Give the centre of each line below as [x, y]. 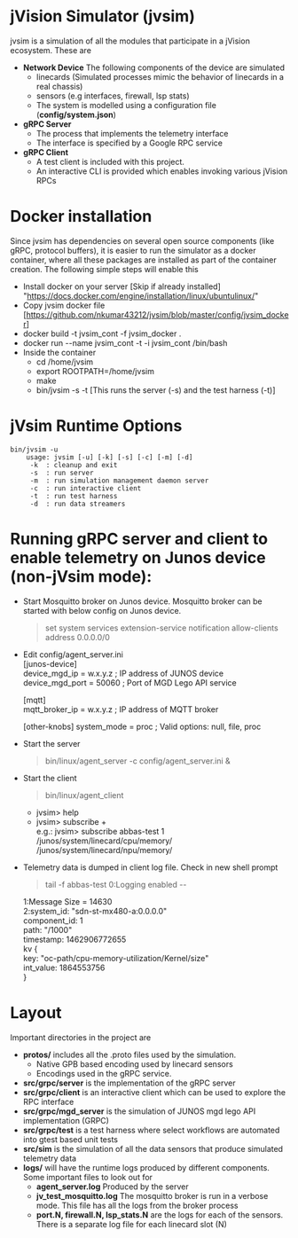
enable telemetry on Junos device [138, 558]
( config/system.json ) [76, 114]
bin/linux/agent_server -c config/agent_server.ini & [138, 761]
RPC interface [48, 1101]
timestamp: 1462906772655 [74, 939]
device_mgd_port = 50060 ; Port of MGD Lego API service [130, 682]
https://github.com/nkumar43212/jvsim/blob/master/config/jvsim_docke [157, 314]
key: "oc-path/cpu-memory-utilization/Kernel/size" [116, 958]
